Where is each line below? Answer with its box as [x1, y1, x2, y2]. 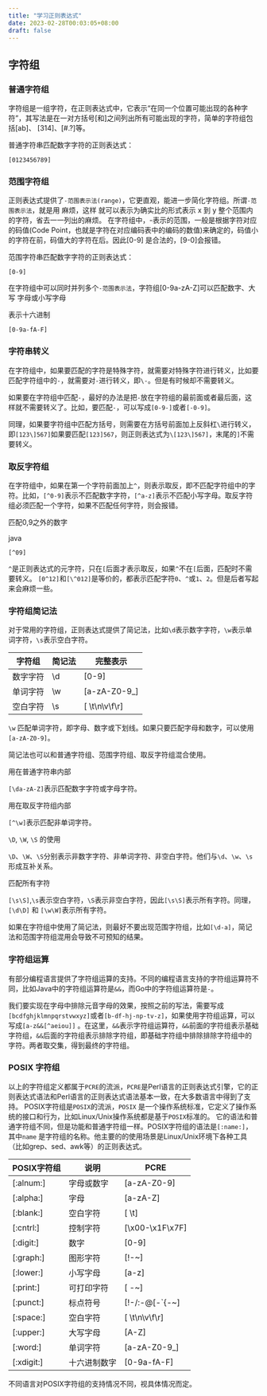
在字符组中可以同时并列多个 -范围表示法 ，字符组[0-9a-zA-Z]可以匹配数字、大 [8, 284, 256, 293]
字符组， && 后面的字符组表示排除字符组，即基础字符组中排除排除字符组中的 [8, 1030, 253, 1040]
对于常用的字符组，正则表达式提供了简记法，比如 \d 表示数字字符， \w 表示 [8, 625, 246, 635]
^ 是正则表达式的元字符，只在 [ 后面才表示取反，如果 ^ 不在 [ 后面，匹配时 [8, 563, 238, 573]
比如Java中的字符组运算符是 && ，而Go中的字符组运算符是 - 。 [21, 983, 219, 993]
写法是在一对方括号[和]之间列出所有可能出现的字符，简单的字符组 [32, 113, 246, 123]
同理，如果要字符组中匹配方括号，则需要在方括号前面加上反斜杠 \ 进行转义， [8, 419, 256, 428]
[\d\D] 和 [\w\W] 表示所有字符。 [8, 905, 111, 915]
